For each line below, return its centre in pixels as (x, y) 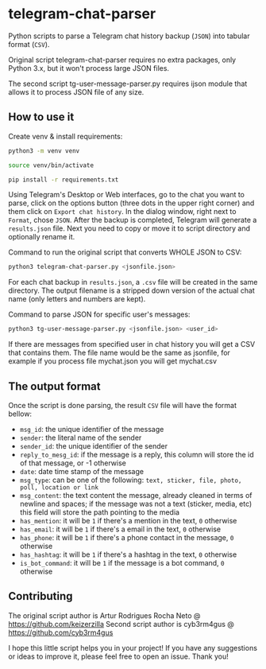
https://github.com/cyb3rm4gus (61, 632)
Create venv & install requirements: (66, 136)
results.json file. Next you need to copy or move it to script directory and (129, 228)
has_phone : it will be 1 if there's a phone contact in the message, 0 (127, 537)
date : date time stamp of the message (82, 471)
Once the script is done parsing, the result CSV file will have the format (122, 405)
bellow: (20, 414)
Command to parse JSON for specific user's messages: (99, 314)
